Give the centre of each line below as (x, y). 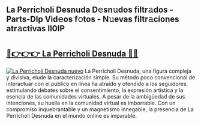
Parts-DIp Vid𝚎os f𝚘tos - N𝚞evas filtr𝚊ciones (93, 20)
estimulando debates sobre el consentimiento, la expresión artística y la (95, 90)
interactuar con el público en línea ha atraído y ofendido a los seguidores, (97, 84)
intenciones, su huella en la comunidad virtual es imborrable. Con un (91, 103)
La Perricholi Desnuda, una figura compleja (138, 71)
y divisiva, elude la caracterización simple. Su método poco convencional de (101, 77)
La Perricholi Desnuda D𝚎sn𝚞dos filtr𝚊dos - (90, 10)
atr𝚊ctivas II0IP (35, 29)
